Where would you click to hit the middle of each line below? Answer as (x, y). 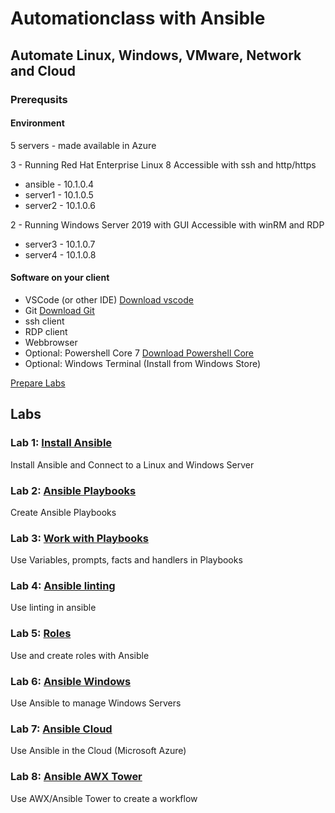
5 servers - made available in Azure (83, 145)
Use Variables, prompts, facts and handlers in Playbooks (126, 560)
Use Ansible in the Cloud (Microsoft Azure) (98, 751)
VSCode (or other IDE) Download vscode (109, 299)
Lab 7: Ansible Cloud (61, 729)
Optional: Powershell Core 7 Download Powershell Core (139, 353)
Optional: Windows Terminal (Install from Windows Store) (143, 363)
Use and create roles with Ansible (80, 655)
